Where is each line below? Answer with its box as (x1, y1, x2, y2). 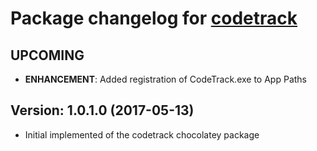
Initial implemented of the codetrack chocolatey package (24, 128, 260, 141)
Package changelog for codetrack (10, 7, 298, 30)
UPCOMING (10, 47, 85, 64)
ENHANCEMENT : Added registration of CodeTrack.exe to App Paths (24, 73, 307, 85)
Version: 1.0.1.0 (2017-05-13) (10, 102, 195, 119)
